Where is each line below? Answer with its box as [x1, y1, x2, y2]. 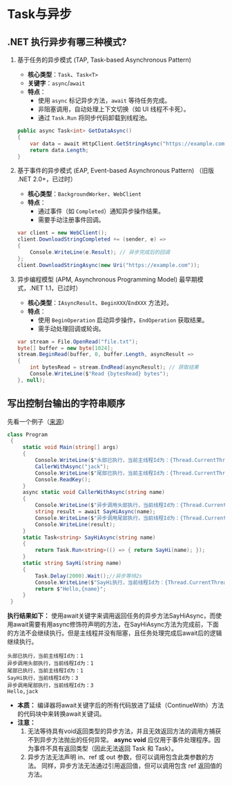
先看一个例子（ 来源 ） [7, 417, 68, 425]
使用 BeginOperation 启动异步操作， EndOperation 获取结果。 [37, 315, 209, 324]
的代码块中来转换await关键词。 [17, 710, 106, 718]
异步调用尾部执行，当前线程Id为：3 [7, 682, 94, 689]
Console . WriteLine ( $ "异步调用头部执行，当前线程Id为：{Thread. [35, 502, 205, 509]
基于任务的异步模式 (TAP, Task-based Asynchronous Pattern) [17, 56, 192, 64]
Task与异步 [7, 6, 72, 22]
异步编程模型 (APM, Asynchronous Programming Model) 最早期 [17, 275, 198, 284]
